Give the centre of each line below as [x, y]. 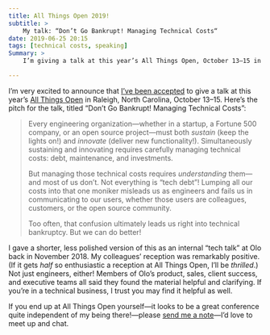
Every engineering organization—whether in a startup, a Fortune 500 [142, 124]
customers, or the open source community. [100, 207]
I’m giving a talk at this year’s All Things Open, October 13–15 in [142, 61]
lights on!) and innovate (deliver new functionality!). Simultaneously [140, 140]
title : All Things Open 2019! [59, 16]
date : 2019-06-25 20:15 [48, 38]
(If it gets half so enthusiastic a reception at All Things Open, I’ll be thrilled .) [133, 265]
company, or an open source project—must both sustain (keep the [138, 132]
